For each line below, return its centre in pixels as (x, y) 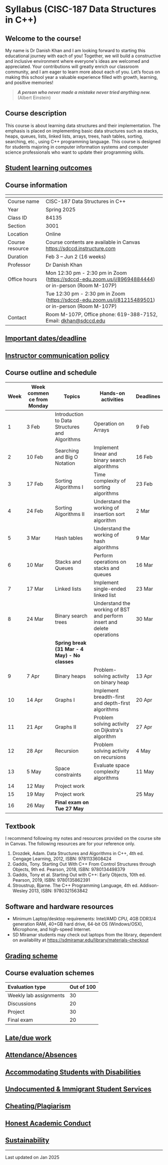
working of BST (112, 609)
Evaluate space (112, 765)
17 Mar (35, 589)
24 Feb (35, 511)
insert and (105, 622)
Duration (18, 257)
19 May (36, 794)
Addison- (149, 886)
